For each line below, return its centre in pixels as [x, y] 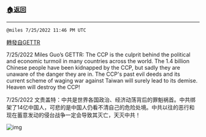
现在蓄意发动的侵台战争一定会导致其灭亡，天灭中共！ [74, 115]
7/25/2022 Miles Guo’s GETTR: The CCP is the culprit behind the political [98, 55]
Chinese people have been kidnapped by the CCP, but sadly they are [93, 68]
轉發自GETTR [23, 43]
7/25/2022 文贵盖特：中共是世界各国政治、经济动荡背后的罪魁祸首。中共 [98, 100]
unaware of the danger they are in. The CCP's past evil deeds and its [93, 74]
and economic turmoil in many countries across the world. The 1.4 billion [98, 61]
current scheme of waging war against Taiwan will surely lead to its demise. [102, 81]
